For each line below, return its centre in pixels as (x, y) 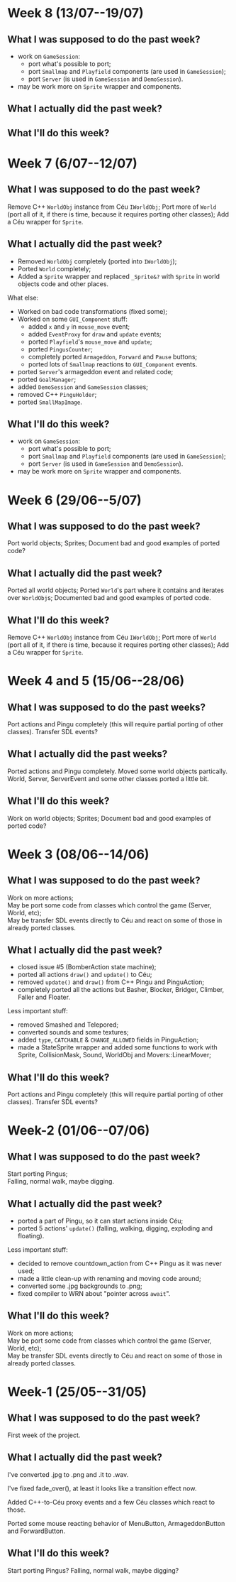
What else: (23, 298)
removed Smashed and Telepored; (68, 1025)
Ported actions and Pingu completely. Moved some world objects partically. (118, 771)
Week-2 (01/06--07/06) (79, 1131)
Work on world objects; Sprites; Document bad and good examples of (109, 818)
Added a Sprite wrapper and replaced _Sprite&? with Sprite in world (118, 276)
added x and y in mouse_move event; (79, 326)
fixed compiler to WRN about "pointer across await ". (94, 1294)
